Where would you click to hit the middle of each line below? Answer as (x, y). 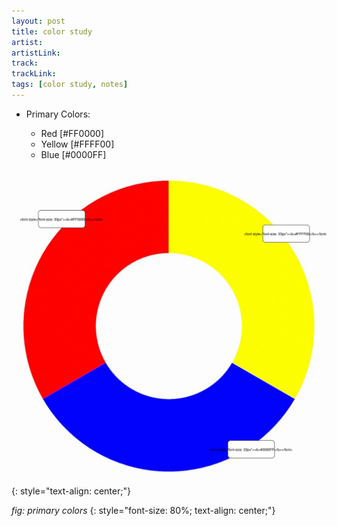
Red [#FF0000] (72, 133)
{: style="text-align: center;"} (71, 491)
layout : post (38, 21)
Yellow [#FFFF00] (77, 144)
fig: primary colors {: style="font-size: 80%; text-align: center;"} (143, 510)
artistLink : (36, 53)
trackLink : (34, 74)
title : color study (52, 31)
